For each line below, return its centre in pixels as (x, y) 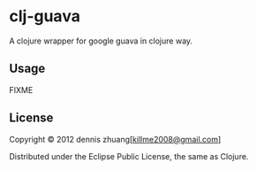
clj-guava (45, 16)
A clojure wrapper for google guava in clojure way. (101, 41)
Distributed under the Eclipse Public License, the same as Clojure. (129, 156)
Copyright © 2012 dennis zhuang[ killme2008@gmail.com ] (115, 139)
